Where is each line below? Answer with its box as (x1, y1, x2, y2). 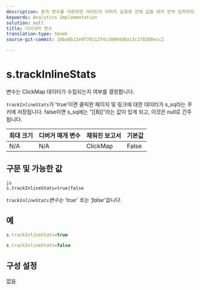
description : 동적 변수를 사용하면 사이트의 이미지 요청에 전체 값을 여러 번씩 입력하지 (6, 8, 195, 15)
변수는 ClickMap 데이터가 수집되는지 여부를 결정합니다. (6, 88, 135, 95)
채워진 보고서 (86, 131, 121, 139)
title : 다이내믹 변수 (6, 25, 53, 32)
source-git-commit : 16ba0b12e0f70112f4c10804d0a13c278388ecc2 (6, 36, 164, 42)
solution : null (6, 20, 44, 26)
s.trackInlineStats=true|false (6, 185, 84, 191)
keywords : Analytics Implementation (6, 14, 97, 20)
